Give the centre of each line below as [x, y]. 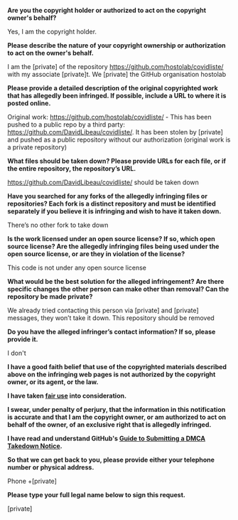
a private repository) [37, 147]
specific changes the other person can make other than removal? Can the [118, 289]
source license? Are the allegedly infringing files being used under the [113, 246]
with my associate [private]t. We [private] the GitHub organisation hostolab [117, 74]
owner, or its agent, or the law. [53, 382]
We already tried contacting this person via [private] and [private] [103, 310]
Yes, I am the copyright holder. [52, 32]
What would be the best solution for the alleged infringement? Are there [116, 281]
